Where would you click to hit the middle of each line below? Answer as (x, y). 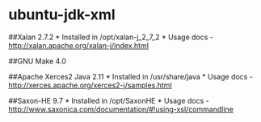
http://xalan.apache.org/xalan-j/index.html (79, 45)
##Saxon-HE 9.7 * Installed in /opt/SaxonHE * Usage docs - (109, 100)
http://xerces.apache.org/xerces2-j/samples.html (90, 85)
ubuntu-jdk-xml (62, 15)
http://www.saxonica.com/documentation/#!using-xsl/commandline (121, 109)
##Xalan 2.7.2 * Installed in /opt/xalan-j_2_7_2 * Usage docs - (111, 37)
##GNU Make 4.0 (38, 61)
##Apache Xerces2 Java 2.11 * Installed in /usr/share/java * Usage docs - (130, 76)
